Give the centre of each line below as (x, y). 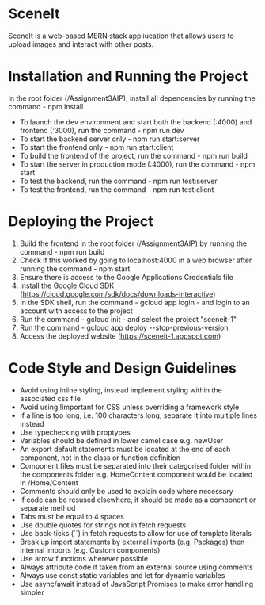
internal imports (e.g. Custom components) (90, 550)
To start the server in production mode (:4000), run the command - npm (137, 164)
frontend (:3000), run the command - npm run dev (102, 130)
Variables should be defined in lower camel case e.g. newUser (121, 440)
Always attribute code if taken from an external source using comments (136, 567)
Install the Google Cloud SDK (67, 285)
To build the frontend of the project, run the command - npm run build (133, 155)
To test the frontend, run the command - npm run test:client (117, 189)
